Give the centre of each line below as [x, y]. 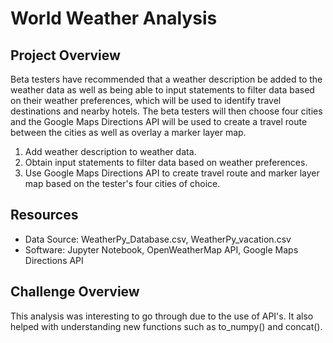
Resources [44, 215]
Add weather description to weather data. [110, 151]
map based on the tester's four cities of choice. [122, 183]
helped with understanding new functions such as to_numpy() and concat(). [166, 326]
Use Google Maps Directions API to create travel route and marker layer [172, 173]
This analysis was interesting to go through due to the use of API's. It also [162, 316]
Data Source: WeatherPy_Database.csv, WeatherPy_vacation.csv [158, 239]
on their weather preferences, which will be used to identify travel [146, 100]
